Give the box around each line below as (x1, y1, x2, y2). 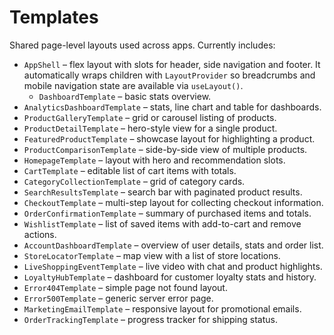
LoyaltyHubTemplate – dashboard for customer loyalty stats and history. (23, 271, 317, 283)
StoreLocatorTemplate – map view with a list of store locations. (23, 249, 281, 261)
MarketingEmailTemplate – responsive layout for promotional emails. (23, 302, 302, 315)
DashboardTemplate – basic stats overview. (38, 90, 212, 102)
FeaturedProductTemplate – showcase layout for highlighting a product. (23, 132, 316, 145)
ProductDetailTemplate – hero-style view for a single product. (23, 122, 278, 134)
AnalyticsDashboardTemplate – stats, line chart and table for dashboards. (23, 101, 322, 113)
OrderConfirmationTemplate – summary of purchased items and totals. (23, 207, 312, 219)
